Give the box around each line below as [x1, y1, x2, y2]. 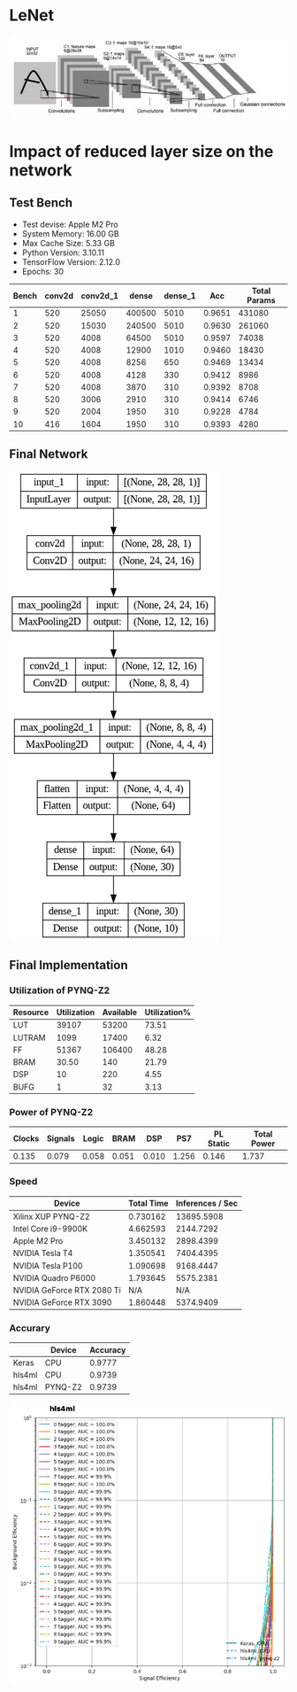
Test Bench [9, 196, 73, 211]
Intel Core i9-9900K [12, 1223, 88, 1234]
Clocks [12, 1133, 40, 1144]
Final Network [9, 446, 88, 462]
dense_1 [163, 290, 196, 301]
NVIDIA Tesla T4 [12, 1248, 73, 1259]
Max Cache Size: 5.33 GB [21, 237, 115, 248]
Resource [12, 1007, 49, 1017]
